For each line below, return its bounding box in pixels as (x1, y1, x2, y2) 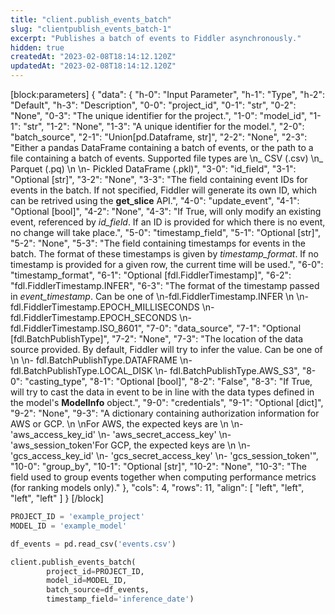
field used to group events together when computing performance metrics (10, 471, 317, 483)
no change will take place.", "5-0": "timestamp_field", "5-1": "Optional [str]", (10, 227, 322, 238)
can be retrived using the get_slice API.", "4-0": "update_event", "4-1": (10, 195, 300, 206)
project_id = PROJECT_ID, (46, 566, 145, 576)
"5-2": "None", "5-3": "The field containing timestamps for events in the (10, 237, 306, 249)
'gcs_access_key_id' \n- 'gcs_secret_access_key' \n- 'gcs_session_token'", (10, 450, 319, 461)
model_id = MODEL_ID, (46, 576, 128, 586)
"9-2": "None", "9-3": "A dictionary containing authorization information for (10, 407, 320, 419)
